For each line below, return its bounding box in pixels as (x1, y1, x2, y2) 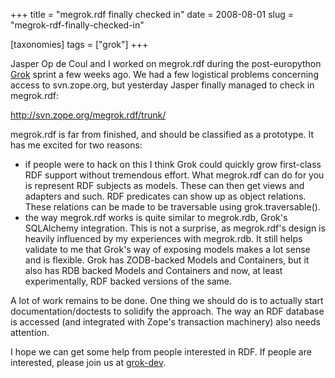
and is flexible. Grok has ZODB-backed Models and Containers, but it (24, 254, 310, 266)
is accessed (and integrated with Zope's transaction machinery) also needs (10, 316, 321, 328)
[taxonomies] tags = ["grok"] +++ (10, 39, 149, 50)
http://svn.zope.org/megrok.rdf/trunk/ (10, 109, 167, 121)
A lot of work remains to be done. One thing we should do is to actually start (10, 295, 324, 306)
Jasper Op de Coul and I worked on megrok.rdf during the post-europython (10, 58, 322, 69)
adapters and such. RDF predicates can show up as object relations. (24, 190, 307, 202)
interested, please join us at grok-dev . (10, 357, 167, 368)
